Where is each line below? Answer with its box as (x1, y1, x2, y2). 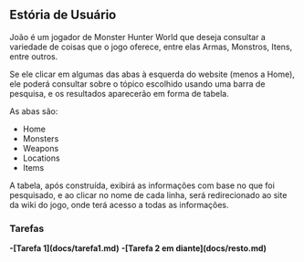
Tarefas (9, 222, 45, 235)
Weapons (22, 142, 59, 153)
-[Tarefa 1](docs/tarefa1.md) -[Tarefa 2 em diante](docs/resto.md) (9, 243, 267, 254)
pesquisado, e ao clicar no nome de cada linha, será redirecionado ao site (9, 189, 288, 200)
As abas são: (9, 105, 58, 117)
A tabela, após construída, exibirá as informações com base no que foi (9, 180, 276, 191)
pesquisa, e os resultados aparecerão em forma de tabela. (9, 88, 230, 99)
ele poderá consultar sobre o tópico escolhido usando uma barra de (9, 78, 266, 89)
